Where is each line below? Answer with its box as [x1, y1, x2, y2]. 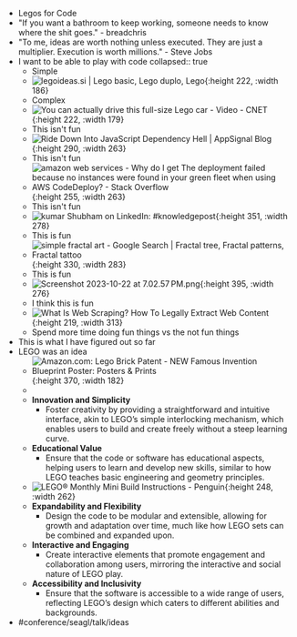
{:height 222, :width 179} [31, 114, 125, 125]
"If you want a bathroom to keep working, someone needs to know [17, 17, 269, 28]
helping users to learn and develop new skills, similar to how [45, 462, 271, 472]
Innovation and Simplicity [31, 395, 131, 405]
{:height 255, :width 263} [31, 191, 126, 202]
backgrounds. [45, 607, 97, 618]
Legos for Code [17, 8, 77, 18]
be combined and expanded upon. [45, 530, 175, 541]
